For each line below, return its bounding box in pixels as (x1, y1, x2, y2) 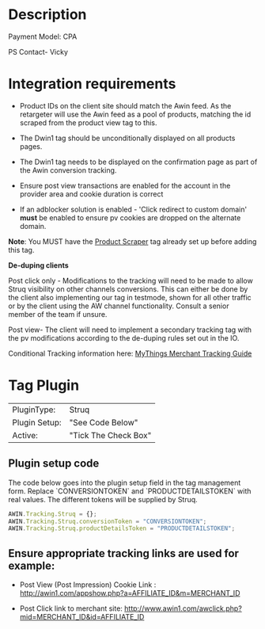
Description (8, 6, 87, 24)
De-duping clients (8, 260, 69, 270)
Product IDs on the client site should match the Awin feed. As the (19, 101, 232, 110)
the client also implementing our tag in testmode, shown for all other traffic (8, 292, 252, 302)
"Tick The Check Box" (69, 429, 152, 440)
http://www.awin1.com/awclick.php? (123, 604, 243, 613)
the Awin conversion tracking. (19, 165, 117, 175)
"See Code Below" (69, 417, 138, 428)
